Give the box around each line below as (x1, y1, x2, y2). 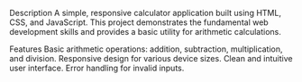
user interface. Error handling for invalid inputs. (9, 62, 185, 73)
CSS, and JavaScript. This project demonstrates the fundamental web (9, 17, 269, 28)
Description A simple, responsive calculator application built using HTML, (9, 8, 282, 18)
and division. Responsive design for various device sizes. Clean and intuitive (9, 53, 293, 63)
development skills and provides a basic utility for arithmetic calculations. (9, 27, 282, 37)
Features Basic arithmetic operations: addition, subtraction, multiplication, (9, 44, 283, 54)
